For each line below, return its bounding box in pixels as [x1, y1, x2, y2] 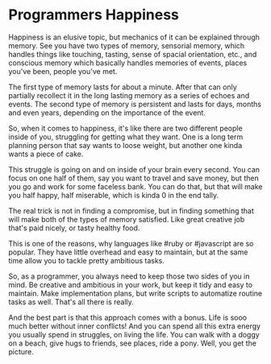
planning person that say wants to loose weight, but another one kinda [8, 140, 243, 150]
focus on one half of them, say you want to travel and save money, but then [8, 173, 260, 183]
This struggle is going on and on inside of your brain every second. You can [8, 164, 261, 174]
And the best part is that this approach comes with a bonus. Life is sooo [8, 312, 248, 322]
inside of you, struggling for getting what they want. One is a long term [8, 131, 244, 142]
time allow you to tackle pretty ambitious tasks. [8, 255, 165, 265]
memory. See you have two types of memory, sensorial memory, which [8, 40, 245, 50]
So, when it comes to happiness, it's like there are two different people [8, 123, 244, 133]
